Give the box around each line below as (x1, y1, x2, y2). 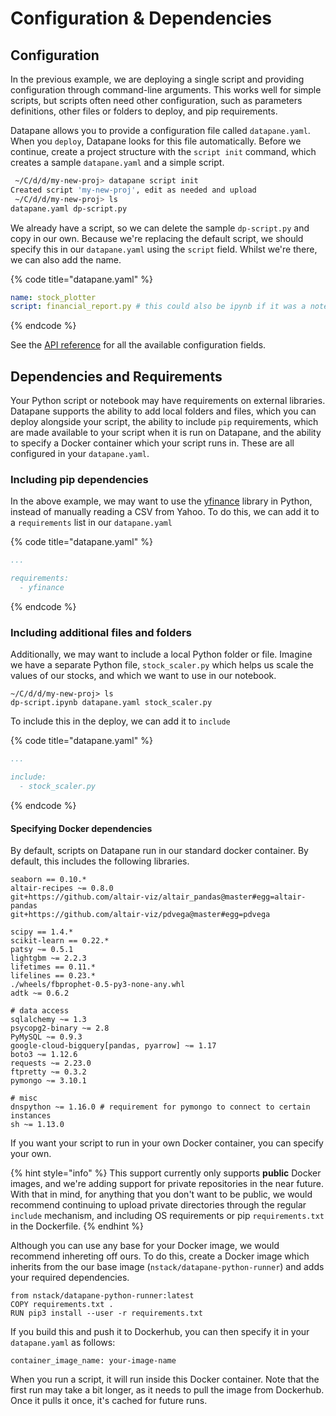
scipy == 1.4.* (10, 927, 74, 937)
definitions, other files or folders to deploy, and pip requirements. (10, 105, 278, 117)
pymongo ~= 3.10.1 (10, 1076, 87, 1086)
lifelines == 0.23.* (10, 971, 97, 981)
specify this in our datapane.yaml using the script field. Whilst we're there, (10, 243, 318, 255)
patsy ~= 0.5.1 (10, 945, 74, 955)
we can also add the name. (10, 253, 122, 266)
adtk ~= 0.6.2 (10, 988, 70, 999)
